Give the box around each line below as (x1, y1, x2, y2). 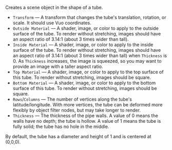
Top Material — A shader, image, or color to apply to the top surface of (12, 69, 164, 75)
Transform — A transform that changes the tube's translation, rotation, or (12, 14, 166, 20)
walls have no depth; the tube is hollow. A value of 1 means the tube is (12, 118, 161, 124)
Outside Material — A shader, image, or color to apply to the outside (12, 25, 159, 31)
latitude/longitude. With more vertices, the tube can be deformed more (12, 102, 163, 107)
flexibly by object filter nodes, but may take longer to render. (12, 107, 141, 113)
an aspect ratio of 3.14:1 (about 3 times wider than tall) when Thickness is (12, 52, 167, 59)
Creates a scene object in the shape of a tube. (5, 5, 103, 10)
